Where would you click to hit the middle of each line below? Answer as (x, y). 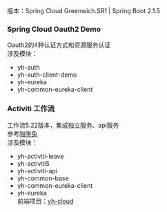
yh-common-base (43, 178)
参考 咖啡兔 (22, 133)
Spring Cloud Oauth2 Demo (54, 29)
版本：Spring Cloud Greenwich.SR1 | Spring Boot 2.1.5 (84, 11)
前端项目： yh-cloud (45, 201)
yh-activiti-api (37, 171)
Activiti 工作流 (31, 108)
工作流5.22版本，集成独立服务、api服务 (63, 125)
